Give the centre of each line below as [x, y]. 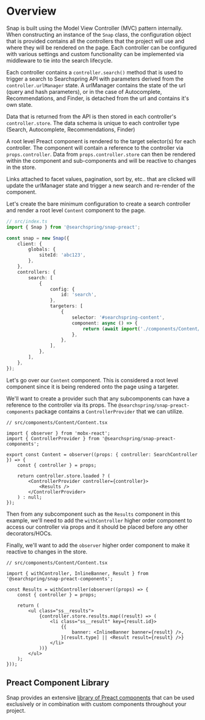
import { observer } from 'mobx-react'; [59, 433]
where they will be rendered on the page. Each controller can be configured [102, 48]
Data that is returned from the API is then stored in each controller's [92, 116]
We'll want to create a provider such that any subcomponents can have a [98, 398]
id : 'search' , [79, 295]
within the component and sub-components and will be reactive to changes [101, 160]
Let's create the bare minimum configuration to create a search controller [99, 204]
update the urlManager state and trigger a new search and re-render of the [101, 185]
